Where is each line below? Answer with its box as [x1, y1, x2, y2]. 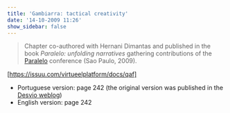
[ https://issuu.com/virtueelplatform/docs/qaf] [7, 70, 137, 78]
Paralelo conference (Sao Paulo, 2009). [24, 57, 137, 65]
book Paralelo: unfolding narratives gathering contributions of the [24, 49, 213, 58]
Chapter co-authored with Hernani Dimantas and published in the [24, 42, 211, 51]
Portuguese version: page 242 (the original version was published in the [17, 84, 224, 92]
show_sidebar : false [7, 23, 67, 30]
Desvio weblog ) [17, 91, 62, 99]
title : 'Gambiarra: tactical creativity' [7, 10, 129, 17]
